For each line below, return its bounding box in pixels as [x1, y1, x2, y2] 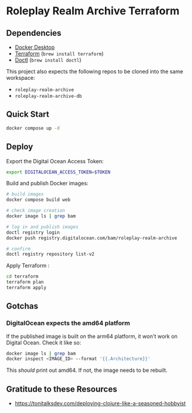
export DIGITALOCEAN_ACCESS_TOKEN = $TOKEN [6, 169, 111, 175]
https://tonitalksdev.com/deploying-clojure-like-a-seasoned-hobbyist [14, 400, 186, 407]
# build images [6, 191, 44, 197]
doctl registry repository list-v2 [6, 251, 95, 257]
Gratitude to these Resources [6, 384, 117, 394]
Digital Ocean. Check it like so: [6, 339, 82, 346]
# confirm [6, 246, 31, 251]
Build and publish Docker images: [6, 180, 89, 187]
